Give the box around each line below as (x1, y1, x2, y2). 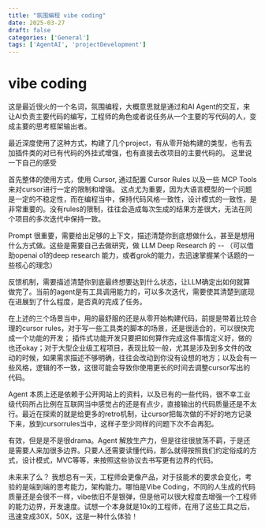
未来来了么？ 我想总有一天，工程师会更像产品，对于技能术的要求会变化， (8, 472, 245, 482)
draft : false (8, 26, 51, 34)
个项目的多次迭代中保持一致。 (8, 214, 105, 224)
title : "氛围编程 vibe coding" (8, 11, 106, 20)
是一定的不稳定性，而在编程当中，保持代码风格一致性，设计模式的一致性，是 (8, 195, 257, 204)
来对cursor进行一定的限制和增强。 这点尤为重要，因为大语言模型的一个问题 (8, 184, 252, 194)
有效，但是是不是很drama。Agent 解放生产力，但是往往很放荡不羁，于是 (8, 436, 244, 445)
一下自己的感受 (8, 158, 57, 168)
